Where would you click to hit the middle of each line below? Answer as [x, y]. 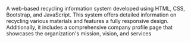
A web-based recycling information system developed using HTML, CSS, [96, 9]
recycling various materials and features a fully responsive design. [87, 21]
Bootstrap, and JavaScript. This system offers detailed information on [91, 15]
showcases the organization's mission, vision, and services [79, 34]
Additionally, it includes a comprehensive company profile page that [90, 27]
